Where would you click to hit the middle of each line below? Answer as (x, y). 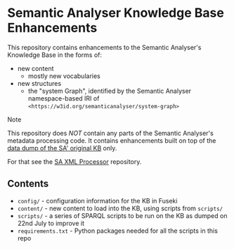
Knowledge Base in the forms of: (55, 55)
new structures (39, 83)
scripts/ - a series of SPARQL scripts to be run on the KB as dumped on (122, 215)
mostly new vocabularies (64, 76)
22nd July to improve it (51, 223)
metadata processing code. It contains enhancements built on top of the (112, 140)
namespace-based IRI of (64, 98)
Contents (28, 184)
